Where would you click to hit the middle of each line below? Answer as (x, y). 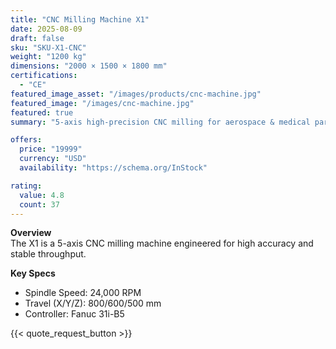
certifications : (44, 76)
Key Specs (33, 273)
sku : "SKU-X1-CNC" (48, 47)
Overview (31, 233)
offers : (26, 140)
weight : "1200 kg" (48, 57)
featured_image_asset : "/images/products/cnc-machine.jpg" (136, 94)
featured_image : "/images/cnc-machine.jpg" (102, 103)
